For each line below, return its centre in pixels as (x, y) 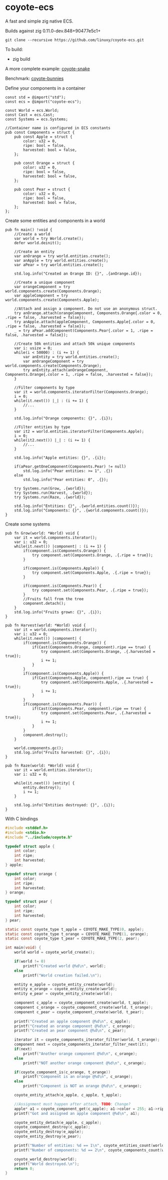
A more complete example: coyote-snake (47, 69)
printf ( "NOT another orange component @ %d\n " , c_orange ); (85, 1063)
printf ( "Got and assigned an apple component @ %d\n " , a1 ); (77, 1113)
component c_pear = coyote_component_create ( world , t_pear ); (79, 1012)
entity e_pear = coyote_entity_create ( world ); (63, 994)
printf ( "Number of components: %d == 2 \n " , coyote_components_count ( (88, 1150)
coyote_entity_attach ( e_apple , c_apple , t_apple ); (68, 1095)
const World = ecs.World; (32, 110)
